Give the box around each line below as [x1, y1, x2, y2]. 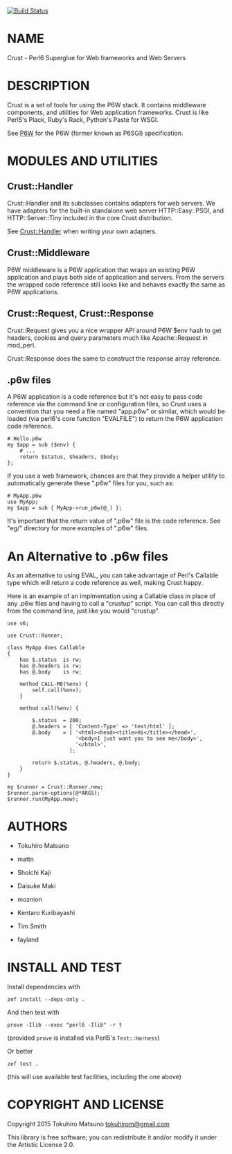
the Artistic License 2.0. [7, 1141, 75, 1149]
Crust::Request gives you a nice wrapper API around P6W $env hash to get [7, 326, 222, 334]
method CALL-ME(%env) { [19, 680, 89, 688]
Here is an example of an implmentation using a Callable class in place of [7, 592, 216, 600]
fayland [17, 935, 39, 944]
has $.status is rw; [19, 656, 82, 664]
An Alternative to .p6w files [7, 548, 168, 564]
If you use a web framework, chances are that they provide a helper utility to [7, 471, 225, 480]
